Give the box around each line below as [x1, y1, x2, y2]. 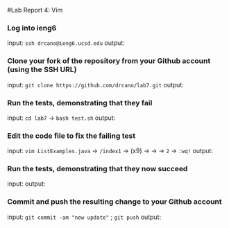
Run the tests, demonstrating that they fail [7, 98, 153, 107]
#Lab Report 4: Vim [7, 6, 63, 14]
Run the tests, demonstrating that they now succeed [7, 164, 188, 174]
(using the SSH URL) [7, 65, 77, 75]
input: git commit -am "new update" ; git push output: [7, 213, 162, 221]
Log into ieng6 [7, 23, 57, 33]
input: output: [7, 179, 46, 188]
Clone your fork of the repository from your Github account [7, 56, 211, 66]
